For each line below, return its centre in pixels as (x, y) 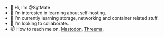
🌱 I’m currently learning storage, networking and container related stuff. (84, 18)
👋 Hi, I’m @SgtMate (30, 8)
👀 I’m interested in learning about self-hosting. (58, 13)
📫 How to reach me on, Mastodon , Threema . (57, 29)
